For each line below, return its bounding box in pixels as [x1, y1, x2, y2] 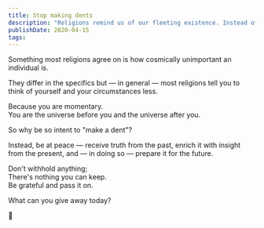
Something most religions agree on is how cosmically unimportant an [8, 55, 232, 64]
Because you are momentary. [8, 102, 104, 111]
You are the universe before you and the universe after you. [8, 110, 201, 120]
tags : [8, 33, 26, 42]
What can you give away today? [8, 196, 112, 205]
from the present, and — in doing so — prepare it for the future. [8, 149, 214, 158]
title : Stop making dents [8, 11, 93, 20]
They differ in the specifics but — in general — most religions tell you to [8, 78, 240, 88]
